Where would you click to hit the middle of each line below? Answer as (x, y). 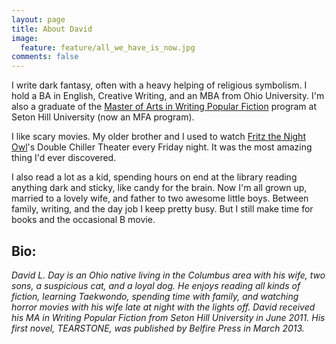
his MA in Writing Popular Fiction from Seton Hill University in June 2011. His (168, 317)
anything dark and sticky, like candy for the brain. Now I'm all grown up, (159, 188)
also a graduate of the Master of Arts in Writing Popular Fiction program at (164, 107)
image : (25, 38)
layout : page (38, 19)
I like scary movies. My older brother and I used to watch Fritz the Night (158, 137)
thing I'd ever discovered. (64, 158)
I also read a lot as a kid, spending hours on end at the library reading (154, 177)
